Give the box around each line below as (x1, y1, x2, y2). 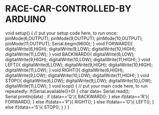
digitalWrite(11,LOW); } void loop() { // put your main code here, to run (5, 83, 148, 89)
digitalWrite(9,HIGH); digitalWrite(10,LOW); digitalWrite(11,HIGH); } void (5, 56, 151, 62)
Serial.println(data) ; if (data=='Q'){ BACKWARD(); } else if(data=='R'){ (5, 93, 150, 100)
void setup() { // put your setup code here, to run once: (5, 30, 118, 36)
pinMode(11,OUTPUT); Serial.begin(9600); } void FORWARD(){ (5, 40, 133, 46)
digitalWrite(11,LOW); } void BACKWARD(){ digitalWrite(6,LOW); (5, 51, 135, 57)
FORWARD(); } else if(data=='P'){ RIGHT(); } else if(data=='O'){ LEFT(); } (5, 99, 155, 105)
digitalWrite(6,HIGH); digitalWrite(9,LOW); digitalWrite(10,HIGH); (5, 46, 136, 52)
